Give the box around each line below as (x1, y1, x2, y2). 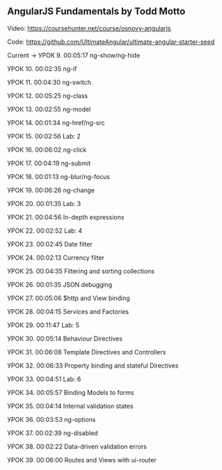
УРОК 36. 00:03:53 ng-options (7, 415, 96, 423)
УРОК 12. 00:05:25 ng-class (7, 91, 88, 100)
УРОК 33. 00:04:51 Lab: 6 (7, 375, 81, 383)
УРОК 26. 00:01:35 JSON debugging (7, 280, 113, 288)
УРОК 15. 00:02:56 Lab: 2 (7, 132, 81, 140)
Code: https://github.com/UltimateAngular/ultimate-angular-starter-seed (7, 38, 215, 46)
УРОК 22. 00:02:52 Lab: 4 (7, 226, 83, 235)
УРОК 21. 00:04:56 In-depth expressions (7, 212, 125, 221)
